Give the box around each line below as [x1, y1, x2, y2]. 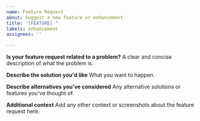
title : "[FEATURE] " [6, 20, 59, 26]
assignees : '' [6, 31, 42, 38]
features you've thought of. [6, 90, 75, 97]
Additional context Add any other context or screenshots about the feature [6, 101, 195, 109]
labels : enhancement [6, 25, 59, 32]
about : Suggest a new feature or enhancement [6, 15, 123, 21]
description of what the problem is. [6, 60, 94, 67]
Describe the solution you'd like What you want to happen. [6, 71, 155, 79]
